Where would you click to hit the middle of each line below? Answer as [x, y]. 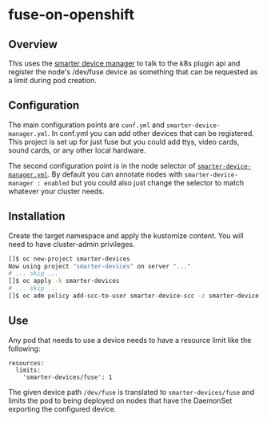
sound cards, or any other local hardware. [77, 150]
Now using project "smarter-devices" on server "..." [100, 266]
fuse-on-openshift [71, 15]
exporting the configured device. [62, 408]
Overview [33, 44]
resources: [26, 363]
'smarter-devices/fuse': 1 [68, 377]
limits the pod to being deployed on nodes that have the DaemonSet [120, 400]
